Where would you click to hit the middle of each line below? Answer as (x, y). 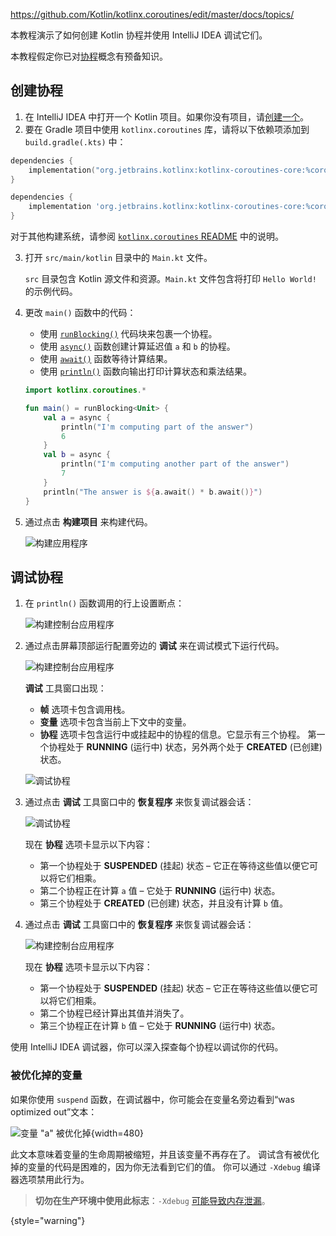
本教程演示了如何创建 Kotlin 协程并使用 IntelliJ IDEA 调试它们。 (139, 35)
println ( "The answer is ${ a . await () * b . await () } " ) (153, 492)
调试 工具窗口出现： (65, 688)
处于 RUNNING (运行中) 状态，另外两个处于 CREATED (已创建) (194, 747)
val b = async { (77, 455)
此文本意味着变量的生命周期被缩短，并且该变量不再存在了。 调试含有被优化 (165, 1154)
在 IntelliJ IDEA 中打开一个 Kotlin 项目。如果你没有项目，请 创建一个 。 (167, 116)
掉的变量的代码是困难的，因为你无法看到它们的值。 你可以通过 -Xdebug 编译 (165, 1166)
